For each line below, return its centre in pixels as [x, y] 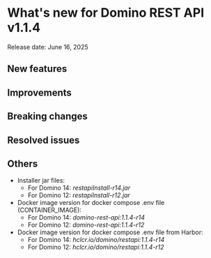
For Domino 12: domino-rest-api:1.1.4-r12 [86, 225]
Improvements [39, 92]
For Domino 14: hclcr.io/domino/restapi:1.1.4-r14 [96, 240]
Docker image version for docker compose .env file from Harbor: [110, 232]
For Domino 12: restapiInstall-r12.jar [79, 195]
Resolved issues [44, 140]
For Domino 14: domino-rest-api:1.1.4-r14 [86, 218]
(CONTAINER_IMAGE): [49, 210]
